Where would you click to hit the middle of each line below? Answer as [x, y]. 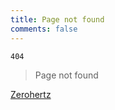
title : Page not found [57, 19]
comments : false [44, 29]
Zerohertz [31, 94]
